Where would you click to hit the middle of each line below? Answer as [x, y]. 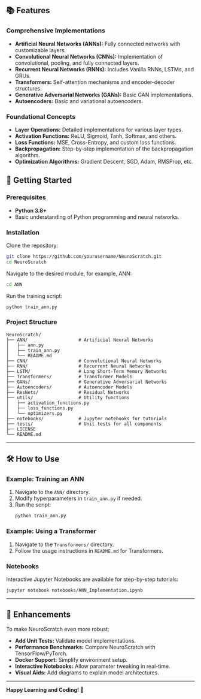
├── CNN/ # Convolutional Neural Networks [84, 361]
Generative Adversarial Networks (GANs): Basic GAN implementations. [104, 95]
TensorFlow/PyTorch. [41, 653]
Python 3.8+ [31, 210]
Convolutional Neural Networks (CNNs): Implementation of [89, 56]
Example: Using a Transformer [51, 531]
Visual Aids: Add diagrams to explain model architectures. [87, 672]
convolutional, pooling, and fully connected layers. [77, 63]
